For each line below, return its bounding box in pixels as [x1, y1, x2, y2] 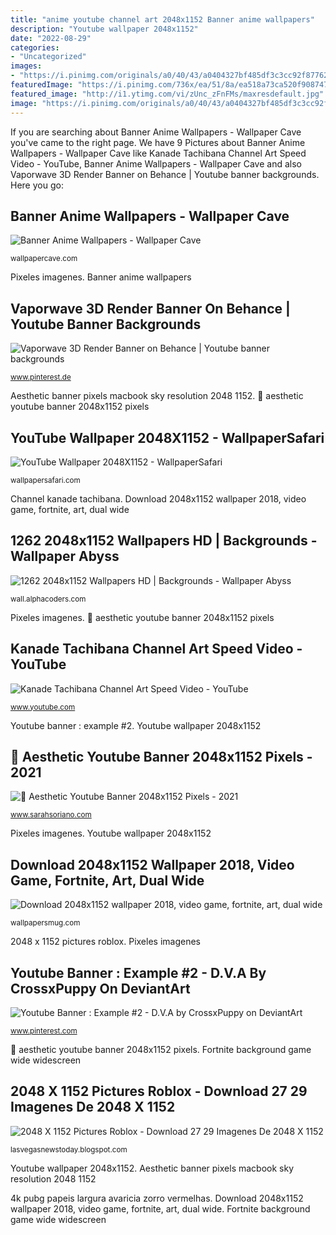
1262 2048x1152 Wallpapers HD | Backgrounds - [10, 532, 318, 550]
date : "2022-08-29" [10, 33, 92, 43]
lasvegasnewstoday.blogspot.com [10, 1144, 128, 1155]
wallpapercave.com [10, 254, 78, 264]
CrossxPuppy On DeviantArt [10, 980, 191, 997]
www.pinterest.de [10, 372, 72, 383]
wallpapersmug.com [10, 918, 81, 928]
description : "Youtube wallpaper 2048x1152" [10, 24, 199, 34]
